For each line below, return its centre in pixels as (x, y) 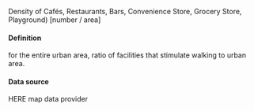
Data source (28, 81)
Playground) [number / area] (55, 20)
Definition (25, 38)
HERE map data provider (48, 99)
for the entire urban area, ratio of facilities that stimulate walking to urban (127, 55)
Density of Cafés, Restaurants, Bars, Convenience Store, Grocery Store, (125, 11)
